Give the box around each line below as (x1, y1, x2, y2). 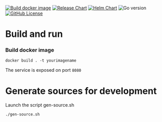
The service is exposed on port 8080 (5, 67, 82, 73)
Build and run (5, 28, 63, 40)
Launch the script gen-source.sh (5, 102, 75, 108)
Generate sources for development (5, 85, 157, 97)
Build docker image (5, 47, 55, 54)
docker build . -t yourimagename (5, 58, 77, 64)
